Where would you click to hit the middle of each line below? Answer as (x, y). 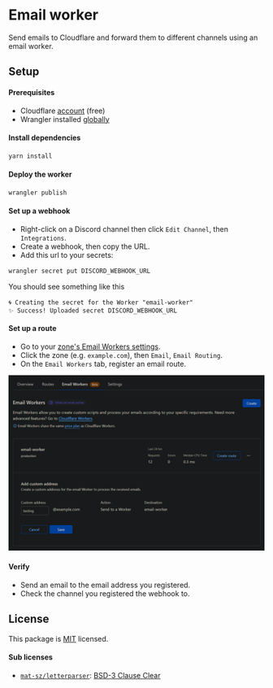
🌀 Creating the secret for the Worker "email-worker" (101, 303)
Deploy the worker (40, 174)
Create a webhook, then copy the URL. (85, 246)
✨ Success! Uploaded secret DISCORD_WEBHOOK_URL (93, 311)
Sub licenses (30, 657)
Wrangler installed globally (65, 119)
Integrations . (43, 237)
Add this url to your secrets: (67, 255)
